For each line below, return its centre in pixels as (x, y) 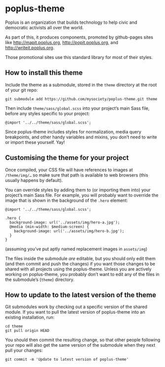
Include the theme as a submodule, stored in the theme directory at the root (81, 85)
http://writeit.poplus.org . (30, 47)
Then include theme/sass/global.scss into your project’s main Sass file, (77, 108)
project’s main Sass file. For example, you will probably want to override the (82, 195)
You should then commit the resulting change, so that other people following (83, 340)
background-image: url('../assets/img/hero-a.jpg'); (65, 222)
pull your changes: (24, 350)
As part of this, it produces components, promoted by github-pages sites (79, 37)
